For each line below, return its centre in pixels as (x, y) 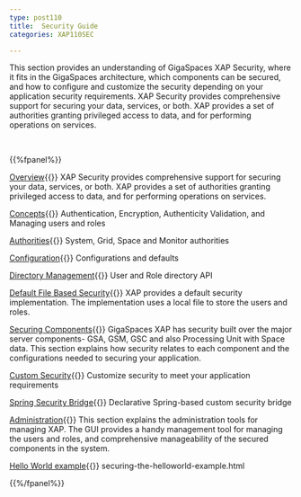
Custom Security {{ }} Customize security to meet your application (130, 376)
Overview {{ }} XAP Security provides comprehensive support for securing (145, 177)
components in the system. (60, 448)
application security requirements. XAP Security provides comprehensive (145, 96)
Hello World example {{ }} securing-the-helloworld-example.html (127, 466)
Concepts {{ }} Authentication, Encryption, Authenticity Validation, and (137, 214)
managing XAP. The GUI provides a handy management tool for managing (146, 430)
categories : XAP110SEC (52, 34)
